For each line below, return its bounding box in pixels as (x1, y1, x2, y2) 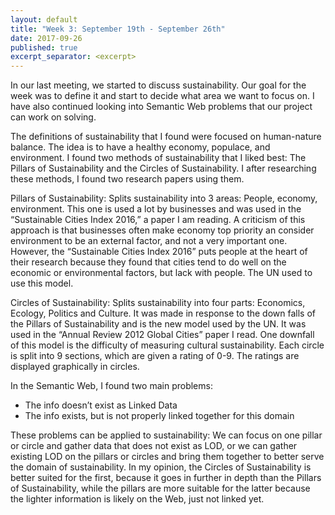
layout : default (10, 14, 78, 25)
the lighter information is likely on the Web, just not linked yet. (10, 493, 265, 505)
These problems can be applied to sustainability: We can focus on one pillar (10, 429, 323, 441)
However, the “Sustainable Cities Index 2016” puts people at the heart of (10, 246, 308, 258)
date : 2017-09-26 (10, 33, 83, 43)
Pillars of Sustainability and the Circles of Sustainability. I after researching (10, 162, 317, 175)
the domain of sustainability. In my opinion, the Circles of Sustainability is (10, 461, 312, 473)
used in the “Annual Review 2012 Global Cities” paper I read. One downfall (10, 329, 315, 341)
